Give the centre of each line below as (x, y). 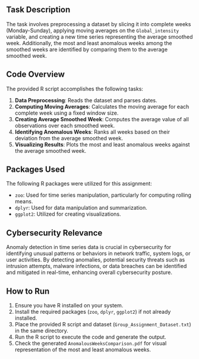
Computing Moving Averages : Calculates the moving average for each (102, 106)
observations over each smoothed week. (65, 125)
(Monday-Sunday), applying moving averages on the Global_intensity (93, 30)
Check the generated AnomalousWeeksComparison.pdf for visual (91, 344)
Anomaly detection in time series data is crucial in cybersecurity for (89, 247)
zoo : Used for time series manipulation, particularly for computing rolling (103, 195)
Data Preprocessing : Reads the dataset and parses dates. (86, 100)
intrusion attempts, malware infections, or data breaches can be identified (97, 266)
